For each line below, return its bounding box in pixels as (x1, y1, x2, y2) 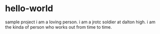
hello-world (5, 3, 54, 14)
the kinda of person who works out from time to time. (5, 24, 112, 30)
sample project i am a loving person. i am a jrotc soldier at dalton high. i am (5, 19, 156, 25)
